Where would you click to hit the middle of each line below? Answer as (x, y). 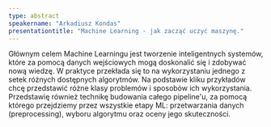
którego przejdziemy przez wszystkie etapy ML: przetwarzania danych (126, 105)
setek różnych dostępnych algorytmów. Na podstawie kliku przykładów (127, 80)
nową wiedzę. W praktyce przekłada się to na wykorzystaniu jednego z (127, 71)
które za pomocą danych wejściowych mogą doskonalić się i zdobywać (127, 62)
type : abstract (34, 16)
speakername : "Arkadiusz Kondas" (65, 23)
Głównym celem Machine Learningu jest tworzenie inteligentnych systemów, (136, 54)
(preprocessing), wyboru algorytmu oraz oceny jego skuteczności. (119, 114)
